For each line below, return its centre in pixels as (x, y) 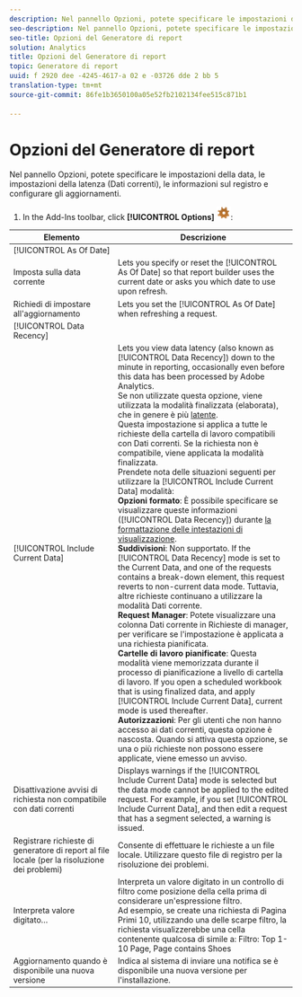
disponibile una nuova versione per (182, 971)
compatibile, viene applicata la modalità (191, 453)
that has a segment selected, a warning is (195, 818)
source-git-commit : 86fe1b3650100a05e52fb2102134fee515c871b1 (128, 94)
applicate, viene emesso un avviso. (182, 758)
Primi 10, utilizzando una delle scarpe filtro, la (203, 920)
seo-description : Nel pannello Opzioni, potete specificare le (130, 28)
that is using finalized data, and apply (187, 692)
